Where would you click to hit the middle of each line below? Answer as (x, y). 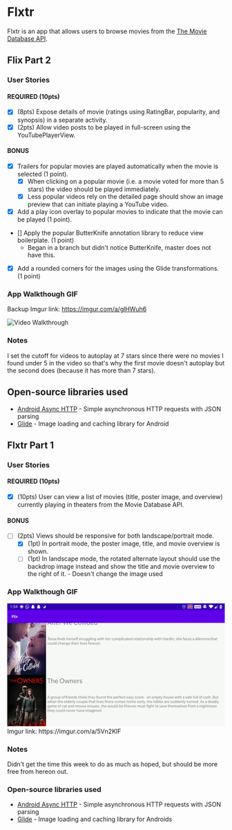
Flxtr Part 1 (30, 445)
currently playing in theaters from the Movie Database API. (100, 505)
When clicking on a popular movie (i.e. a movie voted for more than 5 (126, 181)
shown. (38, 552)
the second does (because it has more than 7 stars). (81, 370)
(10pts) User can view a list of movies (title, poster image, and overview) (120, 497)
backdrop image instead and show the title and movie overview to (121, 567)
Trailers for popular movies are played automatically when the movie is (118, 166)
